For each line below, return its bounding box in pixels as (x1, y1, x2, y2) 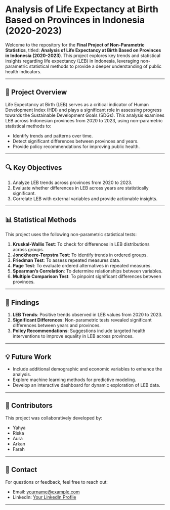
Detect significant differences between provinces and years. (12, 138, 139, 144)
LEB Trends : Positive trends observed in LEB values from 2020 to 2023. (12, 312, 163, 318)
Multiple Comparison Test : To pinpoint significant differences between (12, 273, 161, 280)
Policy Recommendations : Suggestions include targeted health (12, 328, 146, 334)
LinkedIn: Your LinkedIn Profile (12, 494, 76, 500)
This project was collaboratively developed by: (5, 414, 103, 421)
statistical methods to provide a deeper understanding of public (29, 63, 162, 69)
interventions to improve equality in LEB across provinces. (12, 333, 134, 339)
